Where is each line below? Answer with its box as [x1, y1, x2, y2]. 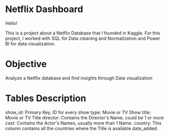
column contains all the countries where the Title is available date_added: [5, 125, 158, 131]
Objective [5, 58, 47, 70]
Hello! [5, 20, 18, 26]
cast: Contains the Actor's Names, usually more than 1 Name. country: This [5, 120, 162, 126]
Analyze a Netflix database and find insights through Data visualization [5, 75, 153, 81]
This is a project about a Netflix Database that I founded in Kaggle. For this [5, 30, 160, 36]
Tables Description [5, 93, 87, 104]
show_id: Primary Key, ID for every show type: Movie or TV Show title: [5, 109, 151, 115]
